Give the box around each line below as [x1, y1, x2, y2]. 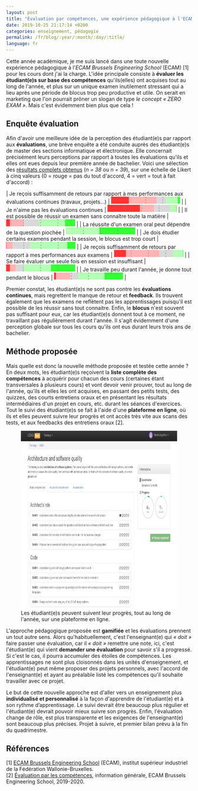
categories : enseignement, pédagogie [6, 28, 99, 34]
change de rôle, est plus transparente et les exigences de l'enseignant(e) [6, 713, 184, 721]
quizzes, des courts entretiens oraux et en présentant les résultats [6, 393, 167, 401]
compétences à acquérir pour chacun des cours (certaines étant [6, 374, 164, 382]
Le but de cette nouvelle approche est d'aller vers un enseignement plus [6, 689, 182, 696]
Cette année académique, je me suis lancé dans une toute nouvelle [6, 58, 169, 64]
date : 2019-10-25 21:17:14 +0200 [6, 22, 88, 28]
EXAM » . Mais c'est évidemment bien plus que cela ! [6, 102, 134, 109]
